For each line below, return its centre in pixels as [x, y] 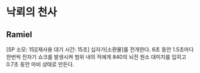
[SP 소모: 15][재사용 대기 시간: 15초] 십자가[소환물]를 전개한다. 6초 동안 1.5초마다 [100, 49]
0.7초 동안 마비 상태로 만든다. [40, 64]
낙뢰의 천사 [32, 12]
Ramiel [19, 34]
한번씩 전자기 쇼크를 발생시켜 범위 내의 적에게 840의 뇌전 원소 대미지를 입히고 [96, 57]
